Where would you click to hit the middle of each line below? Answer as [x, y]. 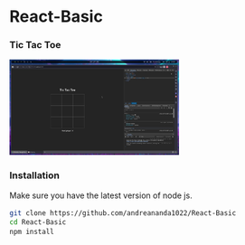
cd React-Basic [38, 222]
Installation [35, 175]
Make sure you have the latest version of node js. [101, 195]
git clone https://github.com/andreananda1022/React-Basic [123, 213]
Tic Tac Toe [35, 45]
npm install [32, 232]
